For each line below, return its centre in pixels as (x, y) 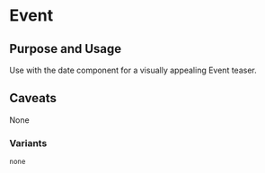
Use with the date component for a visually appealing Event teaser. (133, 70)
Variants (28, 143)
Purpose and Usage (66, 49)
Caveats (33, 98)
